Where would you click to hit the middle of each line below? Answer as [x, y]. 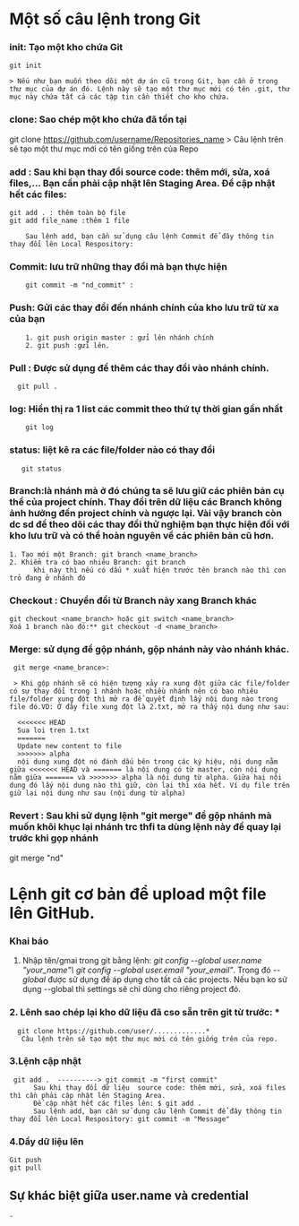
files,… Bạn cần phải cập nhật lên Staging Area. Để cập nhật [142, 183]
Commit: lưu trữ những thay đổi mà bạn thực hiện [119, 267]
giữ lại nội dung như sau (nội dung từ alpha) [98, 793]
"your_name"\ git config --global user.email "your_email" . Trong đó [146, 970]
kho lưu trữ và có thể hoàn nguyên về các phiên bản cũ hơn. [142, 536]
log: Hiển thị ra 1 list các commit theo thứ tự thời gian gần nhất [146, 409]
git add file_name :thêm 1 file [69, 221]
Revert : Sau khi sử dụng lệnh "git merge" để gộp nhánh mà [141, 816]
